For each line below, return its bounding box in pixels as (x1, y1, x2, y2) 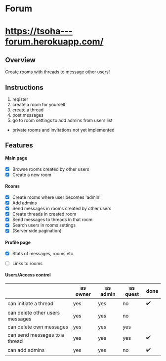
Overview (5, 55, 36, 64)
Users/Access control (5, 272, 51, 278)
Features (5, 141, 33, 150)
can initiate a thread (7, 300, 54, 307)
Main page (5, 155, 28, 161)
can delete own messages (7, 323, 69, 330)
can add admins (7, 347, 45, 354)
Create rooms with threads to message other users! (5, 69, 110, 75)
